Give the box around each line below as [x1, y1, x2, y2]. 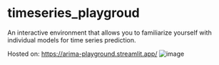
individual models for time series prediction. [7, 35, 136, 44]
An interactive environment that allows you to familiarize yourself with [7, 28, 212, 37]
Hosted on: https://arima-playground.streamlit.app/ [7, 49, 158, 58]
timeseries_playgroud [7, 5, 141, 21]
